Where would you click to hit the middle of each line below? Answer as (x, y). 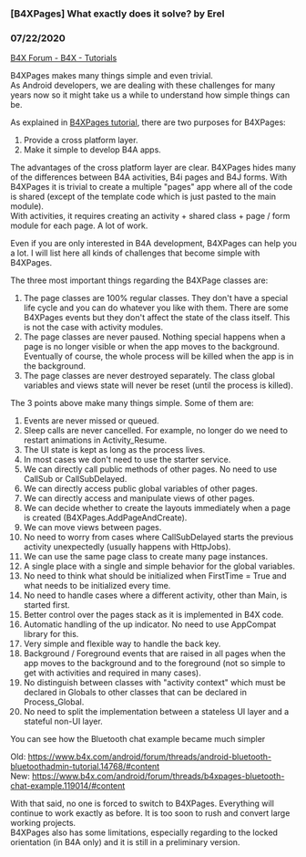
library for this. (51, 634)
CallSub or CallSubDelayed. (75, 479)
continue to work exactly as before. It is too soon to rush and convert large (150, 813)
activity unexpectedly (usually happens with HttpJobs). (127, 547)
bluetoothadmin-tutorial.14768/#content (85, 767)
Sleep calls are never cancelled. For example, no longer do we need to (155, 431)
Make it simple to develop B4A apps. (92, 150)
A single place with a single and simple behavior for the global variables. (159, 566)
